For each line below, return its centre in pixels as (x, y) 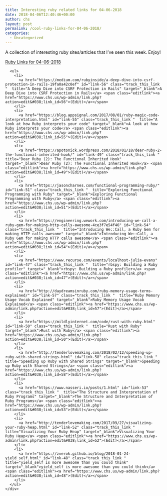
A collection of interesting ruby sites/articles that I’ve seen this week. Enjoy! (83, 52)
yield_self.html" (23, 458)
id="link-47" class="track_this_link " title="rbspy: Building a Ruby (81, 264)
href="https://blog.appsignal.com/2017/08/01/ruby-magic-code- (92, 115)
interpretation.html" (28, 119)
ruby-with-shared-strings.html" (39, 357)
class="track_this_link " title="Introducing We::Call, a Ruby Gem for (82, 229)
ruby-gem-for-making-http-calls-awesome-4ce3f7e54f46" (63, 225)
